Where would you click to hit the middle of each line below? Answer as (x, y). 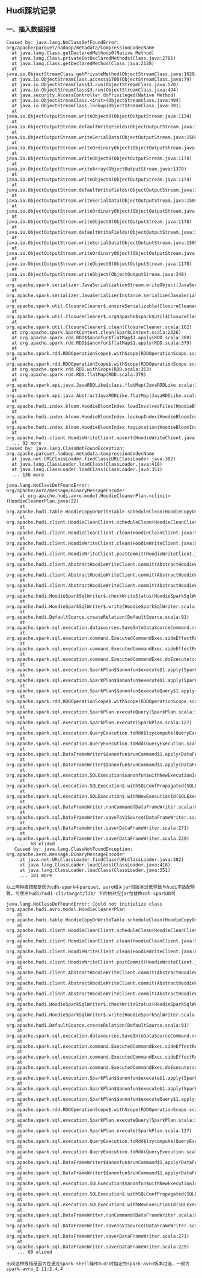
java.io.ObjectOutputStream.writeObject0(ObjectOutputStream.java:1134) (99, 116)
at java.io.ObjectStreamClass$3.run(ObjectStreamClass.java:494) (95, 90)
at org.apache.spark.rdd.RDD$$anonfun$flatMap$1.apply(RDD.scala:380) (102, 337)
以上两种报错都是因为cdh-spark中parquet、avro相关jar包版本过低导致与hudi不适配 (99, 887)
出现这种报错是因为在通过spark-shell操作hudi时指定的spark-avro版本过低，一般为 (98, 1264)
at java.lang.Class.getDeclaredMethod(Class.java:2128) (83, 63)
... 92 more (27, 443)
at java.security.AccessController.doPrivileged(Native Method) (94, 95)
